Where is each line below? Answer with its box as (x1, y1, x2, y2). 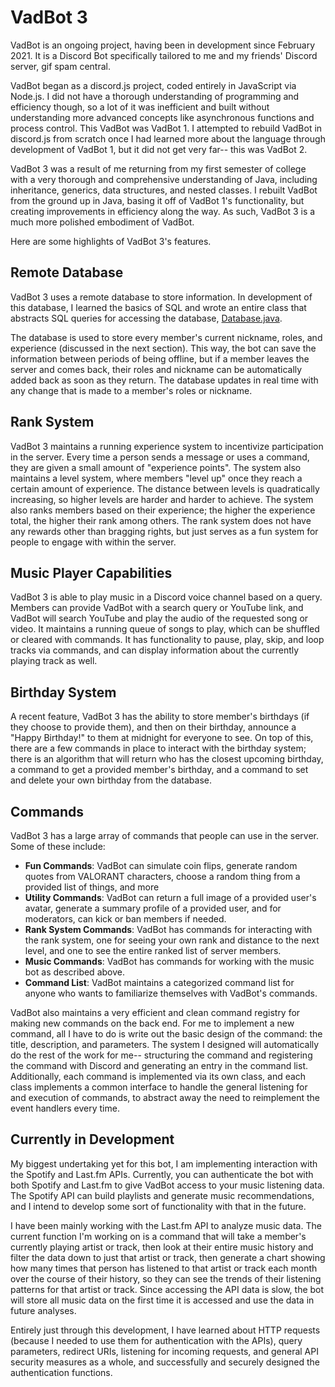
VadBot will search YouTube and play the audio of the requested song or (10, 612, 309, 625)
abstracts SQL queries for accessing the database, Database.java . (10, 312, 283, 324)
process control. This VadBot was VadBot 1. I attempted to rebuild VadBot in (10, 122, 323, 134)
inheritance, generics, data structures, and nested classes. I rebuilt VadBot (10, 184, 318, 196)
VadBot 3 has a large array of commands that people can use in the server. (10, 830, 320, 841)
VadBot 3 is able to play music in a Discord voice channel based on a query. (10, 591, 323, 603)
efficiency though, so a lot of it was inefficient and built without (10, 101, 270, 113)
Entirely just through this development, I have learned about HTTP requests (10, 1324, 321, 1336)
